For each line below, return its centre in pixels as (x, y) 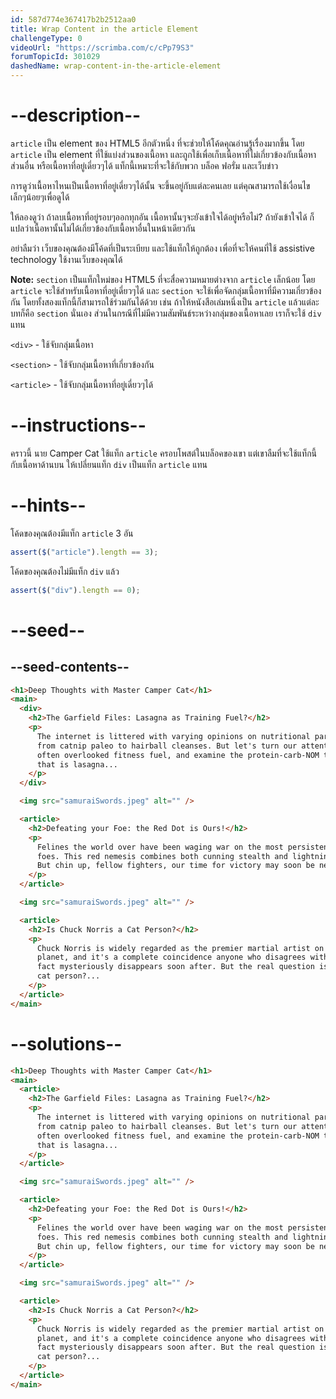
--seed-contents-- (70, 667)
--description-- (76, 115)
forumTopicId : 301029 (55, 57)
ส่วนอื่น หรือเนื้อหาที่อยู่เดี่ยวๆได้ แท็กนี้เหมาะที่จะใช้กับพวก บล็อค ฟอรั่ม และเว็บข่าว (144, 165)
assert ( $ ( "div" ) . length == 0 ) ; (75, 590)
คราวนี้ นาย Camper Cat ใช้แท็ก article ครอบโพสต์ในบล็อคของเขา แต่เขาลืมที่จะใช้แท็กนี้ (164, 453)
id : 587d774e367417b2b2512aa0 (73, 19)
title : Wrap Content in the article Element (104, 29)
